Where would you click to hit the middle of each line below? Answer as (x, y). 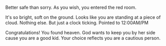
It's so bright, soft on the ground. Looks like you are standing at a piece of (83, 17)
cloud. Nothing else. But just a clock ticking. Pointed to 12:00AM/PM (77, 23)
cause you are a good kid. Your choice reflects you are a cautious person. (83, 38)
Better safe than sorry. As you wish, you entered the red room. (71, 7)
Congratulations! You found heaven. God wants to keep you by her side (80, 32)
